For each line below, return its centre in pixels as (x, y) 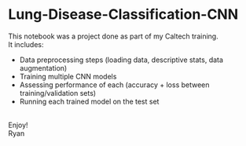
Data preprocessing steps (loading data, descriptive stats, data (121, 60)
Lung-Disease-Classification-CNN (123, 15)
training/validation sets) (58, 93)
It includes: (26, 44)
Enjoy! (18, 125)
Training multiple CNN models (68, 76)
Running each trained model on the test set (89, 101)
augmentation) (43, 68)
